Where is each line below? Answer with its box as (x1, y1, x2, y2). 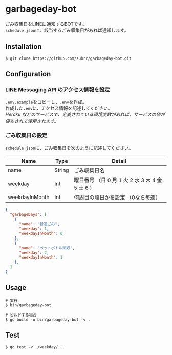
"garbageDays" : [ (10, 212, 47, 217)
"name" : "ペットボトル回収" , (18, 245, 75, 250)
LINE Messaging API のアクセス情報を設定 (5, 86, 110, 93)
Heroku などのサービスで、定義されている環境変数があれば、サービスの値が (5, 111, 165, 118)
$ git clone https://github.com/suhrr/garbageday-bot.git (5, 56, 132, 61)
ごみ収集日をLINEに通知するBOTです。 (5, 21, 87, 27)
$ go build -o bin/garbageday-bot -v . (5, 317, 91, 322)
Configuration (5, 70, 51, 78)
